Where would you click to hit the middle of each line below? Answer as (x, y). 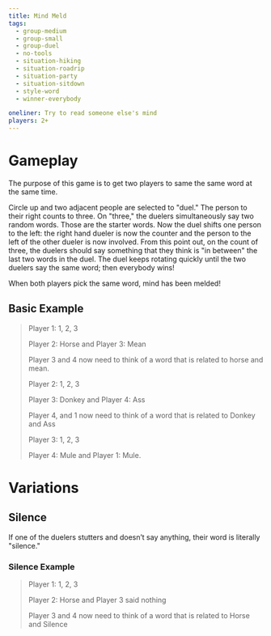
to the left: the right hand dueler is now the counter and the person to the (130, 233)
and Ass (42, 424)
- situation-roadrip (50, 69)
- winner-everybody (49, 99)
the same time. (33, 192)
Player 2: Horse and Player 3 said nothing (97, 600)
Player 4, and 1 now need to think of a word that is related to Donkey (142, 415)
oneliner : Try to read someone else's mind (83, 113)
